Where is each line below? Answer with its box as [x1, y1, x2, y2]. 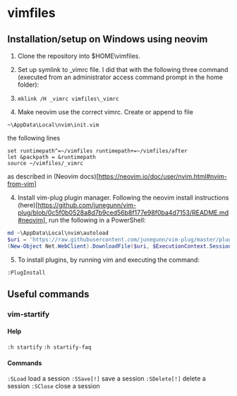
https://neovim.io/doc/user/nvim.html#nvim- [98, 172, 228, 181]
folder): [17, 80, 39, 89]
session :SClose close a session [7, 382, 100, 390]
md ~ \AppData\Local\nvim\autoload [7, 229, 109, 236]
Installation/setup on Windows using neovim [7, 33, 208, 45]
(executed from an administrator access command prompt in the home [17, 73, 224, 81]
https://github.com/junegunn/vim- [37, 201, 137, 209]
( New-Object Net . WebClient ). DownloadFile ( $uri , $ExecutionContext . [7, 242, 210, 250]
